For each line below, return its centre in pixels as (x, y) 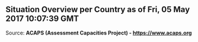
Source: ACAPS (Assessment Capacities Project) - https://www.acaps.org (99, 33)
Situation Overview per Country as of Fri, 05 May (98, 10)
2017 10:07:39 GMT (42, 19)
